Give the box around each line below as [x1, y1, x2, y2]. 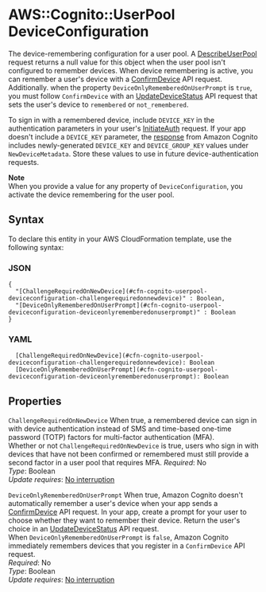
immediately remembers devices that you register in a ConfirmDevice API [8, 541, 245, 551]
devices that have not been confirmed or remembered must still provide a [8, 449, 249, 459]
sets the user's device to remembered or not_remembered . [8, 100, 189, 109]
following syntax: [8, 242, 64, 252]
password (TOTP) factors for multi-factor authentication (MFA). [8, 433, 215, 442]
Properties [8, 394, 62, 408]
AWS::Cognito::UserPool [8, 6, 175, 24]
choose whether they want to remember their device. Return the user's [8, 516, 241, 525]
